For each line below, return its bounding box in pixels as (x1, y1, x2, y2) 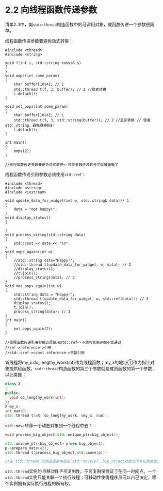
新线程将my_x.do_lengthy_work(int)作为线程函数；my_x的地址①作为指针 (5, 359, 150, 365)
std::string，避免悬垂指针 (5, 123, 54, 128)
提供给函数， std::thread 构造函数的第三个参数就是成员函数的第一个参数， (9, 365, 157, 371)
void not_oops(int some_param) (5, 104, 68, 109)
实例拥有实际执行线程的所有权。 (9, 481, 73, 487)
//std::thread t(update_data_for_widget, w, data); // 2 (14, 262, 131, 267)
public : (5, 391, 21, 395)
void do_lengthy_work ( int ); (9, 395, 66, 400)
